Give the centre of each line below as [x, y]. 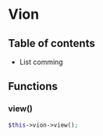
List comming [41, 62]
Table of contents [51, 43]
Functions [33, 86]
